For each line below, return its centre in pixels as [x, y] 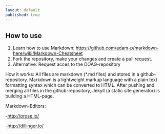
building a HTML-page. [30, 96]
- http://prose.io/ [22, 116]
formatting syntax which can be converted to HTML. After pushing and [80, 85]
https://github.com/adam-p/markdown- [117, 48]
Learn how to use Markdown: [44, 48]
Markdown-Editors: [26, 106]
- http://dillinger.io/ [24, 126]
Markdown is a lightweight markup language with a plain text [93, 80]
